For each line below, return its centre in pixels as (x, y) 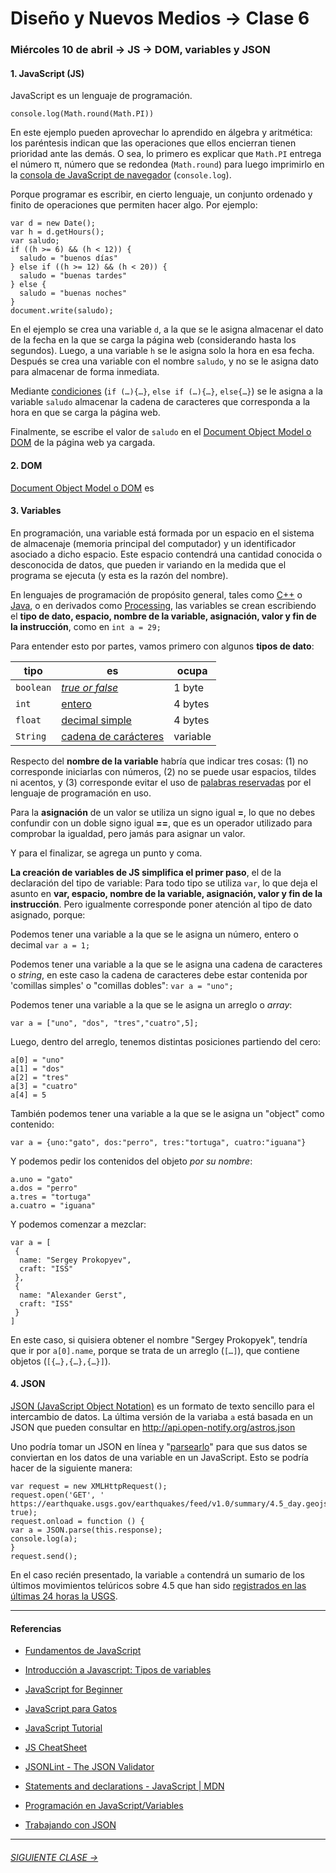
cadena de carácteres (113, 736)
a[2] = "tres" (40, 1077)
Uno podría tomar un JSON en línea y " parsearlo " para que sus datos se (159, 1446)
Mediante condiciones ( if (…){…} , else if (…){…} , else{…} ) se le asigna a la (166, 391)
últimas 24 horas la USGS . (64, 1596)
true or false (90, 687)
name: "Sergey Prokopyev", (75, 1260)
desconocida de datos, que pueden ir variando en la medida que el (148, 564)
